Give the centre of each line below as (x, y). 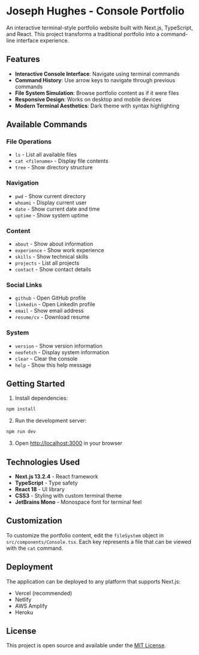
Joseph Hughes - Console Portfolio (95, 11)
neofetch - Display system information (62, 352)
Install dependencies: (41, 398)
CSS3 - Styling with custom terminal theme (68, 496)
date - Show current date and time (57, 209)
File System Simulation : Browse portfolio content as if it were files (97, 93)
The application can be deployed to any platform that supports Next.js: (94, 581)
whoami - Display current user (51, 202)
